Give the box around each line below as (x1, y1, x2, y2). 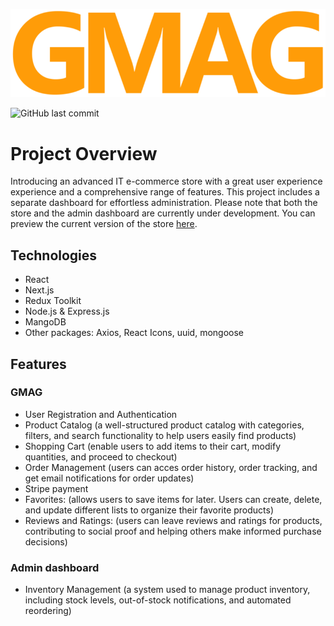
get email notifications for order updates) (24, 472, 195, 484)
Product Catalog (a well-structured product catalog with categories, (24, 419, 305, 431)
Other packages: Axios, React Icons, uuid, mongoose (24, 327, 245, 339)
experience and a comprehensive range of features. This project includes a (10, 186, 320, 198)
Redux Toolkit (24, 295, 82, 307)
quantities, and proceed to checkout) (24, 450, 178, 463)
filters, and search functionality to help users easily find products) (24, 429, 297, 441)
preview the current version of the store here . (10, 218, 198, 230)
